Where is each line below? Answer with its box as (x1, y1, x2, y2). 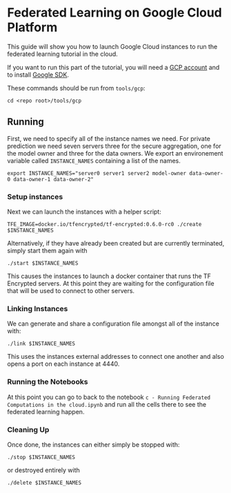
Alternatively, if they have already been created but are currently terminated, (7, 239, 225, 248)
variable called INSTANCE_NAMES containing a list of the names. (7, 156, 181, 165)
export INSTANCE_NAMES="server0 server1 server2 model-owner (7, 169, 187, 177)
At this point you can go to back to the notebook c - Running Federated (7, 393, 211, 401)
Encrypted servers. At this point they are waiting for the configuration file (7, 279, 215, 288)
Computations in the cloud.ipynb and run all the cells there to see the (7, 400, 207, 409)
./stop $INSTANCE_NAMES (7, 454, 76, 461)
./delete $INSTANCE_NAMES (7, 479, 81, 486)
